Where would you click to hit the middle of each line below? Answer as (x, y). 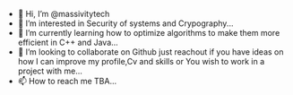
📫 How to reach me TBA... (67, 81)
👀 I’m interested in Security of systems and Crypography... (125, 23)
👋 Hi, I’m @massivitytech (64, 14)
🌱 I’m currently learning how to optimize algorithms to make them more (149, 33)
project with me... (50, 71)
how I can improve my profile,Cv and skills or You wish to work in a (141, 61)
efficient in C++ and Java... (68, 42)
